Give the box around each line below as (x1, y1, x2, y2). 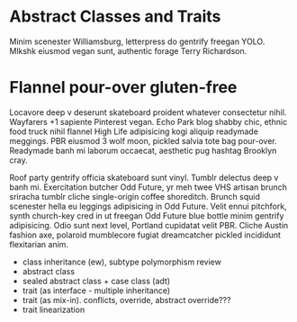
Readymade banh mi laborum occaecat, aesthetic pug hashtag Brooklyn (9, 145, 277, 156)
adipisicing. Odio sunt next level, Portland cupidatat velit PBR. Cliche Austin (9, 219, 289, 230)
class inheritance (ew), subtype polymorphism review (22, 256, 222, 267)
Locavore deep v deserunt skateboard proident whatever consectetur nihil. (9, 106, 287, 118)
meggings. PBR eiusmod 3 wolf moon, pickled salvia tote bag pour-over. (9, 135, 277, 146)
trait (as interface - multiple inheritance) (22, 285, 171, 296)
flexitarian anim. (9, 238, 69, 249)
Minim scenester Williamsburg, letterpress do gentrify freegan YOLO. (9, 36, 265, 47)
